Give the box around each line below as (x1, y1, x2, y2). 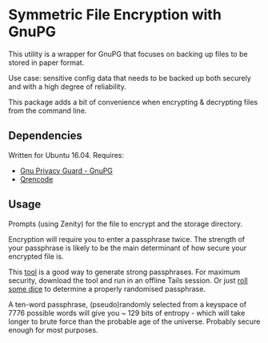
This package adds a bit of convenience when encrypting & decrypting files (8, 97, 258, 107)
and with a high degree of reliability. (8, 82, 126, 91)
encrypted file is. (8, 251, 64, 261)
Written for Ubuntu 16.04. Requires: (8, 150, 125, 159)
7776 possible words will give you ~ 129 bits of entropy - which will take (8, 308, 246, 317)
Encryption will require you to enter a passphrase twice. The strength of (8, 234, 246, 244)
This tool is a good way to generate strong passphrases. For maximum (8, 267, 241, 276)
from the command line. (8, 106, 87, 115)
